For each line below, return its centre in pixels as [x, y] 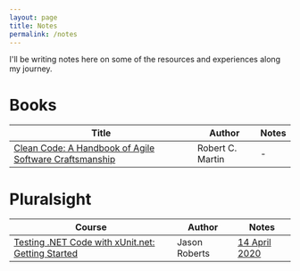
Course [91, 227]
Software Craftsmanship [65, 160]
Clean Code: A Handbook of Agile [84, 148]
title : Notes [33, 26]
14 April [254, 242]
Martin [211, 160]
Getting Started [46, 253]
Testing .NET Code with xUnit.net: [84, 242]
